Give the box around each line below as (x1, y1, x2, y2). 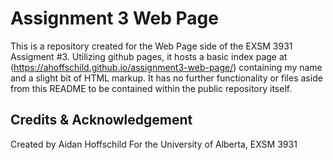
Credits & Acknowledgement (10, 112, 193, 129)
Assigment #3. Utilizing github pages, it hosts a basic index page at (10, 50, 288, 62)
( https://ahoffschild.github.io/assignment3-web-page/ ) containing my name (10, 61, 323, 73)
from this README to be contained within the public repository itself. (10, 82, 293, 94)
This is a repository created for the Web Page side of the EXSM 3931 (10, 40, 293, 52)
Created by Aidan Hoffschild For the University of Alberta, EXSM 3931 (10, 138, 298, 150)
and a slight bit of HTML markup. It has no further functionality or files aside (10, 72, 323, 84)
